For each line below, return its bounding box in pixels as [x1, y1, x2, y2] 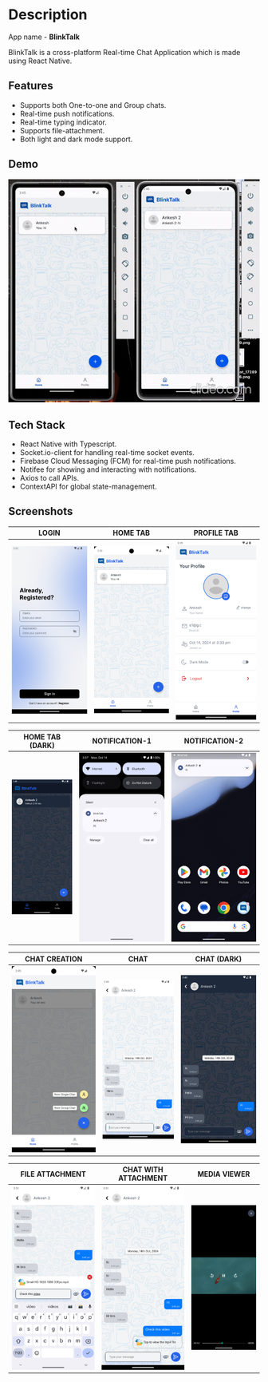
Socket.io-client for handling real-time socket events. [19, 448, 195, 457]
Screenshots [8, 505, 73, 518]
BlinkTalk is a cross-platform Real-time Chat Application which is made [8, 47, 241, 57]
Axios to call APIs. [19, 473, 80, 483]
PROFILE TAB [193, 529, 238, 538]
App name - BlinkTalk [8, 32, 80, 42]
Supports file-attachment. [19, 125, 105, 135]
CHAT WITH [122, 1165, 164, 1174]
